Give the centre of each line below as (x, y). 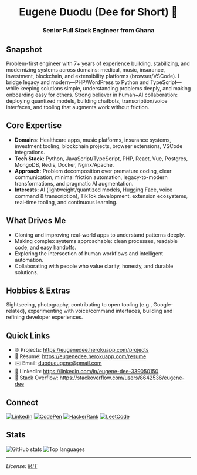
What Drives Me (36, 220)
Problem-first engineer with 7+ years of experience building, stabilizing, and (98, 63)
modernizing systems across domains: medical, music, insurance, (86, 69)
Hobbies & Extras (38, 290)
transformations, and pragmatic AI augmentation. (74, 183)
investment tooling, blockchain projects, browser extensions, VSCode (98, 146)
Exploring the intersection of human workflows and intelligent (89, 253)
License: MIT (22, 466)
